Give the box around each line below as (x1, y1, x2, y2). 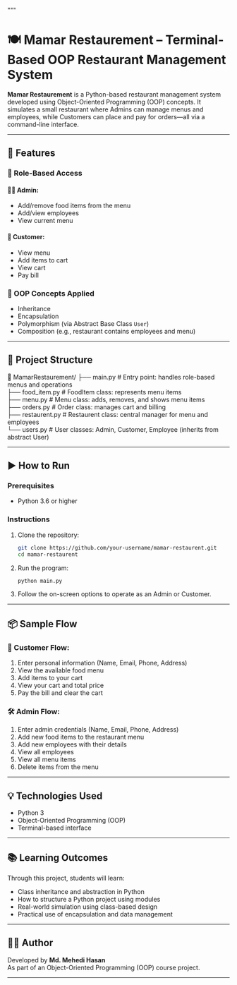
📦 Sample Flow (7, 617, 78, 630)
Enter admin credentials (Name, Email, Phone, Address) (17, 725, 179, 734)
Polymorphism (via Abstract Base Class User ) (17, 319, 150, 327)
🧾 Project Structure (7, 354, 93, 366)
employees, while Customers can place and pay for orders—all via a (7, 112, 205, 121)
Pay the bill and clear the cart (17, 689, 104, 697)
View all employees (17, 748, 74, 756)
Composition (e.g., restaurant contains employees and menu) (17, 327, 196, 335)
